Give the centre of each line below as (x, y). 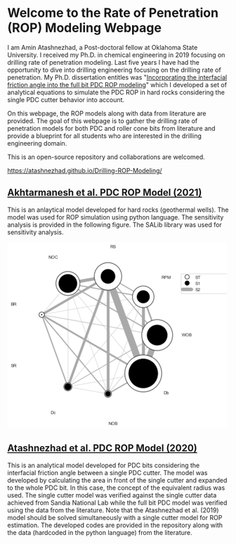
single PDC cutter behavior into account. (66, 99)
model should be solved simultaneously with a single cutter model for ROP (115, 517)
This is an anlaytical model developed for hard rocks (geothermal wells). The (118, 210)
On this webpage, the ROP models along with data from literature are (107, 113)
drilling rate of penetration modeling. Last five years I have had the (104, 62)
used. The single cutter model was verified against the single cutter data (112, 495)
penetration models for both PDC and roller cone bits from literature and (111, 128)
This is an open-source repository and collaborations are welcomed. (106, 157)
